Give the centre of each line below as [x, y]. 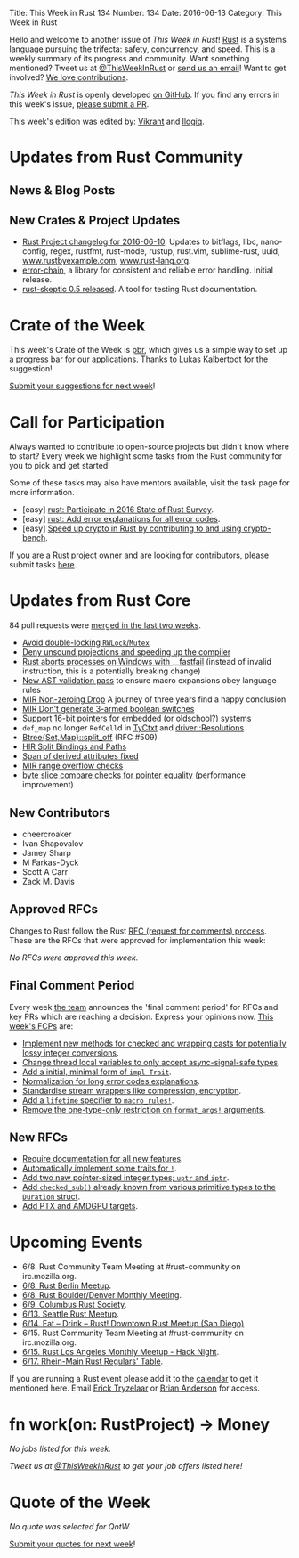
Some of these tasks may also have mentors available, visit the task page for [149, 483]
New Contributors [60, 813]
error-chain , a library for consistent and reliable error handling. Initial [148, 270]
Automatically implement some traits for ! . [99, 1168]
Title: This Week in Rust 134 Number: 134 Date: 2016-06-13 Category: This [146, 13]
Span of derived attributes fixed [81, 756]
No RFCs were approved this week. [74, 958]
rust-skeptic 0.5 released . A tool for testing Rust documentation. [140, 290]
